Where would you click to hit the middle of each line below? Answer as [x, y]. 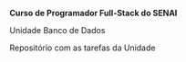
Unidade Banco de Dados [57, 30]
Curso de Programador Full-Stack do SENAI [93, 13]
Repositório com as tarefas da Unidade [83, 48]
